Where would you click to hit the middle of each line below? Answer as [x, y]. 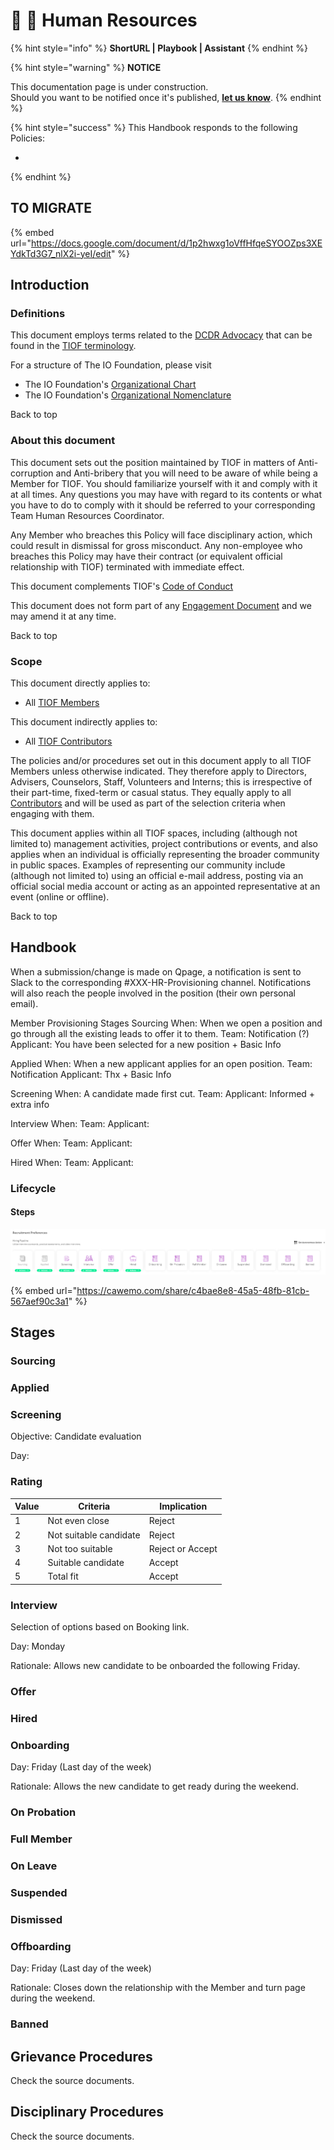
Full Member [41, 1839]
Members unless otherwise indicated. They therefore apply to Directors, [158, 771]
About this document [63, 441]
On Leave [34, 1866]
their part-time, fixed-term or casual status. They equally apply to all [151, 793]
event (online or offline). [60, 897]
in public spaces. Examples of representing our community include [148, 865]
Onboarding [40, 1746]
